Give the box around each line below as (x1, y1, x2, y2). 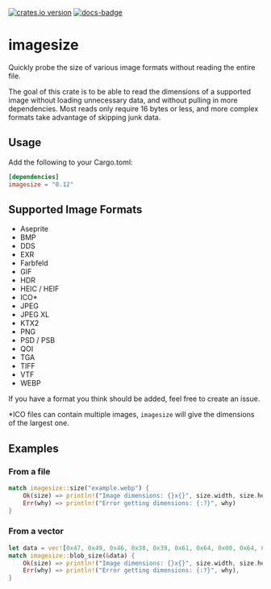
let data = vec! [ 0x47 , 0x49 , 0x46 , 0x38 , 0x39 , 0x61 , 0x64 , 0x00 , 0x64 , (8, 544, 258, 552)
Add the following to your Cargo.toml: (8, 157, 133, 167)
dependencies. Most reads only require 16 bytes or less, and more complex (8, 103, 259, 113)
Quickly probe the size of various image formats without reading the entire (8, 62, 256, 72)
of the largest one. (8, 418, 70, 428)
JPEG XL (19, 310, 50, 320)
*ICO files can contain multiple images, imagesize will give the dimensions (8, 410, 255, 420)
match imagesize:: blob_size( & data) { (8, 551, 135, 560)
